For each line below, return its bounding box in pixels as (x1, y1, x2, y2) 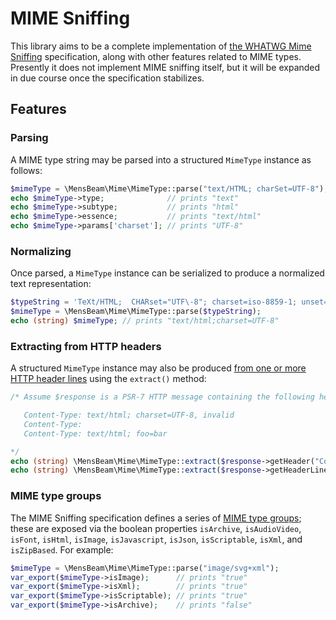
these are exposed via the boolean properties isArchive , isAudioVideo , (10, 522, 302, 534)
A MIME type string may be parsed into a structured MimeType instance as (10, 153, 312, 166)
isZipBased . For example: (10, 543, 114, 556)
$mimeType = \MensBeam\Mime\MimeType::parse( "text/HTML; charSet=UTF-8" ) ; (10, 183, 329, 194)
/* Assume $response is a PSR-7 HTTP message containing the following (10, 392, 315, 402)
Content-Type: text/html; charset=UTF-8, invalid (23, 410, 235, 421)
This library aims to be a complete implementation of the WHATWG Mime (10, 40, 312, 52)
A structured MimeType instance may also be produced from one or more (10, 362, 307, 374)
